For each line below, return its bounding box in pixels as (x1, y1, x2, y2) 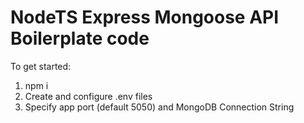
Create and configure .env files (24, 90, 153, 102)
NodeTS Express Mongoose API (10, 6, 280, 29)
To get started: (10, 60, 72, 72)
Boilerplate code (10, 27, 150, 50)
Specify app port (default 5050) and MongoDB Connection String (24, 101, 295, 113)
